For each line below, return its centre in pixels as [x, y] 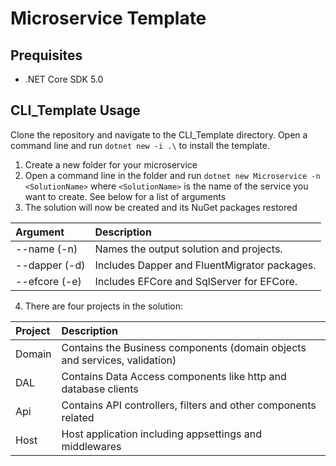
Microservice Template [108, 18]
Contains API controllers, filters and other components [189, 405]
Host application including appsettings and [161, 434]
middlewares [91, 446]
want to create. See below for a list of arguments [125, 196]
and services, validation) [119, 360]
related [78, 417]
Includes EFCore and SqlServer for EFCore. [196, 281]
